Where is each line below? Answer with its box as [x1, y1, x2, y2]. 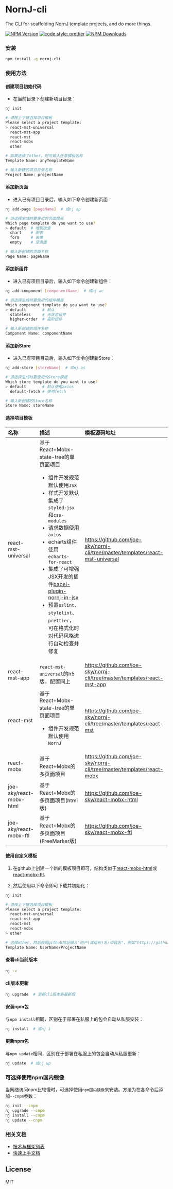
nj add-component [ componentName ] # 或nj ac [5, 288, 104, 294]
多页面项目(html [39, 797, 78, 804]
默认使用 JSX [48, 481, 77, 488]
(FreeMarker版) [39, 837, 77, 845]
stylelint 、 [48, 609, 77, 616]
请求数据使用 [48, 524, 80, 531]
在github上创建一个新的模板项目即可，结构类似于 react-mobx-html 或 [12, 865, 157, 871]
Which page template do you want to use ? [5, 220, 96, 226]
